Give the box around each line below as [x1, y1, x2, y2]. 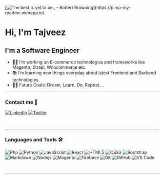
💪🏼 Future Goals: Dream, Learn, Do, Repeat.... [12, 82, 104, 88]
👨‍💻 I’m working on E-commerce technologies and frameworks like [12, 59, 145, 65]
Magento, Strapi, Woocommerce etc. [12, 64, 86, 70]
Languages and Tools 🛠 [5, 137, 63, 143]
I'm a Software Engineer [5, 46, 80, 55]
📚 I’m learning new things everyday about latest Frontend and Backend [12, 70, 156, 76]
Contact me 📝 [5, 99, 38, 105]
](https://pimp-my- [93, 5, 131, 10]
